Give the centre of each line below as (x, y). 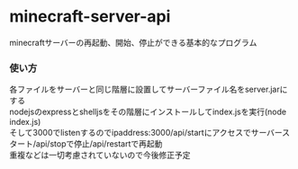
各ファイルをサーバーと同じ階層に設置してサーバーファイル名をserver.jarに (149, 89)
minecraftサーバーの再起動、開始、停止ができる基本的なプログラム (133, 42)
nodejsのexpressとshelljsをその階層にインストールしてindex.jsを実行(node (148, 112)
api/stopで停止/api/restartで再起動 (99, 144)
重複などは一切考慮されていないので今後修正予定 (100, 156)
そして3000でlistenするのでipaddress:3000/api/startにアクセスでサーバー (146, 133)
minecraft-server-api (90, 17)
